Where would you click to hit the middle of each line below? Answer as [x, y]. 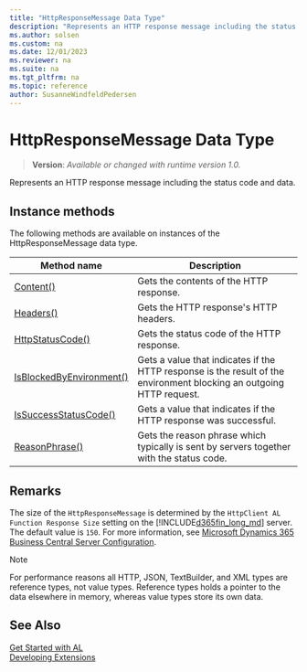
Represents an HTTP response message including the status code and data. [153, 183]
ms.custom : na [37, 43]
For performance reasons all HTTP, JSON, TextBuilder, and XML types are [149, 578]
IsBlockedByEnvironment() [71, 378]
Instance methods [62, 211]
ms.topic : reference [49, 86]
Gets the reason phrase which [201, 435]
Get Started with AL [47, 647]
